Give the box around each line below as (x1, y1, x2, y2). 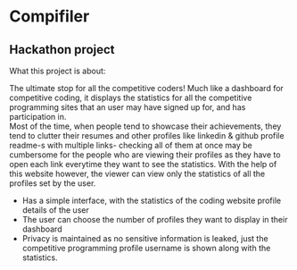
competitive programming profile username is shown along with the (21, 243, 271, 253)
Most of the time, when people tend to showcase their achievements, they (9, 121, 282, 131)
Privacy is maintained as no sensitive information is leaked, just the (21, 233, 269, 243)
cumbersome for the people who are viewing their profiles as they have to (9, 149, 281, 160)
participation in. (9, 112, 67, 122)
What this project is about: (9, 65, 106, 76)
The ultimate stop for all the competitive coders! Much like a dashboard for (9, 83, 284, 93)
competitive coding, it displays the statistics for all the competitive (9, 92, 252, 103)
